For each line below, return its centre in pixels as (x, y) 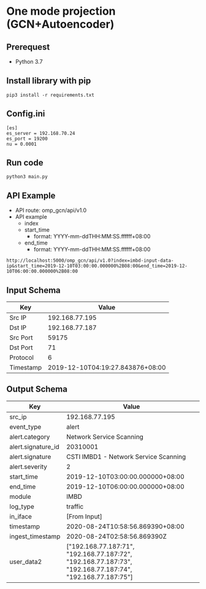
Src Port (21, 338)
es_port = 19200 (27, 139)
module (21, 496)
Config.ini (26, 114)
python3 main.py (27, 177)
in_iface (21, 516)
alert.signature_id (34, 447)
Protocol (21, 358)
